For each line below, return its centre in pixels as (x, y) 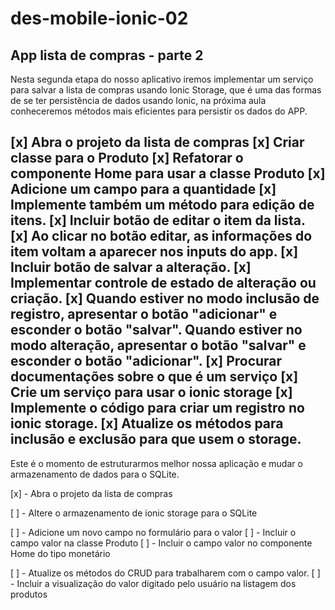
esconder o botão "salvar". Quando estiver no (156, 330)
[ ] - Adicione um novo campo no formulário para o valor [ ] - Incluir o (153, 532)
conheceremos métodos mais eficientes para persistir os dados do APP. (159, 111)
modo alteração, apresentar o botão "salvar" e (158, 345)
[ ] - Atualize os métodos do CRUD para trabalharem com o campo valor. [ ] (165, 573)
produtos (29, 594)
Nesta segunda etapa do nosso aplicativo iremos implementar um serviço (162, 79)
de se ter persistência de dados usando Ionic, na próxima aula (138, 100)
